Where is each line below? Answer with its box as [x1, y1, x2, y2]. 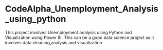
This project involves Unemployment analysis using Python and [5, 29, 132, 35]
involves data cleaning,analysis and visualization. [5, 39, 104, 45]
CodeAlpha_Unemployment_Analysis [5, 3, 159, 14]
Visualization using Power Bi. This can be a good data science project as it [5, 35, 154, 40]
